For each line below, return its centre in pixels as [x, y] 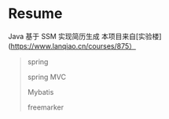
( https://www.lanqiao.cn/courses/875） [72, 46]
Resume [35, 14]
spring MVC [47, 77]
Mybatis [40, 92]
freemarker [46, 107]
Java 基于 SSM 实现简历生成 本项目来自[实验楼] [85, 36]
